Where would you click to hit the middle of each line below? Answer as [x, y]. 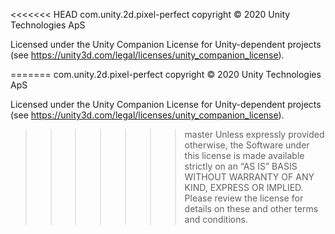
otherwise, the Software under [247, 145]
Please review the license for [244, 198]
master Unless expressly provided [254, 134]
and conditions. [216, 219]
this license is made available [244, 155]
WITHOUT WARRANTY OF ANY [249, 177]
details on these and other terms [251, 208]
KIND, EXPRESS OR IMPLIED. [244, 187]
